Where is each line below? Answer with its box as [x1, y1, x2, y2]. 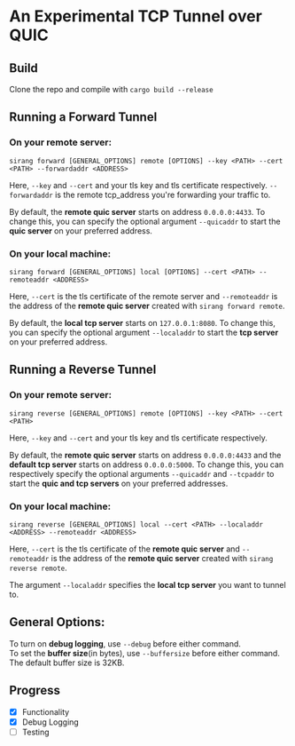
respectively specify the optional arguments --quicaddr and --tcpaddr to [9, 468, 275, 479]
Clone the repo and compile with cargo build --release [9, 84, 214, 94]
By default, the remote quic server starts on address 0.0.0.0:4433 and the [9, 449, 282, 460]
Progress [9, 683, 60, 698]
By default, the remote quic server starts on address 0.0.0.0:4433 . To [9, 206, 266, 217]
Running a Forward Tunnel [9, 109, 158, 125]
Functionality [21, 706, 70, 717]
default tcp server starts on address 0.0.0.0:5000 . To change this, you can [9, 459, 284, 470]
